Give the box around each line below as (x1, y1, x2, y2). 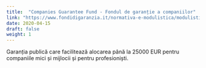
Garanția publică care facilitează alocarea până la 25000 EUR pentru (6, 48, 180, 55)
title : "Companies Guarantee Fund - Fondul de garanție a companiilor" (6, 8, 196, 15)
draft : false (6, 25, 40, 32)
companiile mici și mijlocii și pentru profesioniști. (6, 55, 129, 62)
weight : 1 (6, 32, 32, 38)
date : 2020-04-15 (6, 20, 51, 26)
